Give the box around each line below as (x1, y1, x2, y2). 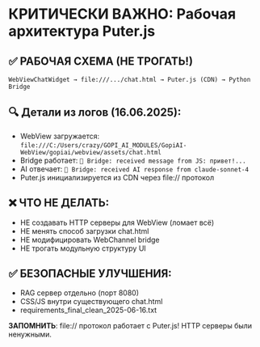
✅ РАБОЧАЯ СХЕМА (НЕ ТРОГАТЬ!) (8, 54, 194, 68)
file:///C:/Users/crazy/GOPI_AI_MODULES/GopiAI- (19, 141, 187, 150)
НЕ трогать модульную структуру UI (19, 243, 147, 253)
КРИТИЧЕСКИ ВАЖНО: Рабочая (8, 5, 237, 23)
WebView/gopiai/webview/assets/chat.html (19, 148, 161, 156)
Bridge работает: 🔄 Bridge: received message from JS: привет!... (19, 155, 246, 165)
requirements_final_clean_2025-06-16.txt (19, 305, 157, 315)
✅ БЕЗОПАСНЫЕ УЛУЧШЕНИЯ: (8, 267, 172, 281)
